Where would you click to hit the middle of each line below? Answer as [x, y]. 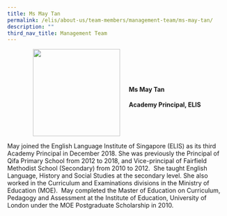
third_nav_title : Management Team [57, 33]
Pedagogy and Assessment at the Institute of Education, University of [107, 198]
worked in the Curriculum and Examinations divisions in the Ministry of [109, 183]
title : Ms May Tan [34, 14]
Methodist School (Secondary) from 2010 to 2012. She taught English [107, 169]
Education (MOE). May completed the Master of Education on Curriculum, [114, 191]
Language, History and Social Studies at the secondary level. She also [108, 176]
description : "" [31, 26]
